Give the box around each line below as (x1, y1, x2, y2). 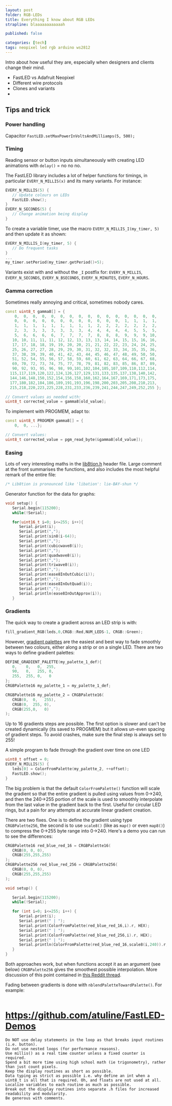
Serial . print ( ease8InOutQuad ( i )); (18, 581, 93, 586)
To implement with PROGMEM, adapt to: (5, 408, 90, 415)
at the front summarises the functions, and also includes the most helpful (5, 466, 160, 473)
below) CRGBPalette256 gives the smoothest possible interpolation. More (5, 966, 158, 972)
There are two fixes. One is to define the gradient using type (5, 817, 133, 823)
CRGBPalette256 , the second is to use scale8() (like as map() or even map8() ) (5, 822, 165, 828)
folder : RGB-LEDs (5, 12, 42, 17)
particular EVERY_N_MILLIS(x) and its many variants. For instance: (5, 178, 142, 184)
